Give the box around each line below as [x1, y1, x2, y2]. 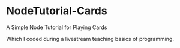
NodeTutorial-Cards [6, 4, 107, 18]
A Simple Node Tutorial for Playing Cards [6, 24, 107, 31]
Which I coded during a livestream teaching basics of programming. [6, 35, 174, 42]
